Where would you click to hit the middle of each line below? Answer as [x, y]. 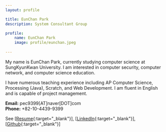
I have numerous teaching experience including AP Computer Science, [79, 83]
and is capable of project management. [46, 93]
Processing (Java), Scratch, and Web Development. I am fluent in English [82, 88]
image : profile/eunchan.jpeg [45, 43]
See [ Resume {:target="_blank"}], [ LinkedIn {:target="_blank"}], [71, 118]
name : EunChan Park [35, 38]
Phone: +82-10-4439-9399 [34, 109]
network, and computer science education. [50, 72]
